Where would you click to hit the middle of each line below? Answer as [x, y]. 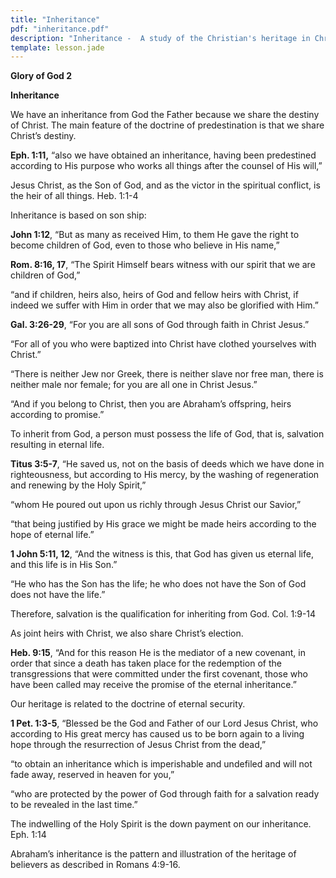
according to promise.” [57, 415]
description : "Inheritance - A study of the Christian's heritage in [160, 38]
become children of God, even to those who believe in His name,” [145, 245]
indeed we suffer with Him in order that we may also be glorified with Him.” [164, 305]
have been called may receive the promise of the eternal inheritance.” [153, 685]
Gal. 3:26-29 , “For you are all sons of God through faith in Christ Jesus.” [160, 325]
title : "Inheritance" [55, 19]
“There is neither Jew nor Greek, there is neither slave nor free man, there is [167, 374]
